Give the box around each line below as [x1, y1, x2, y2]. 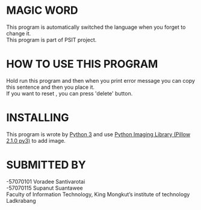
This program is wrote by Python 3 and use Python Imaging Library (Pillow [6, 130, 191, 138]
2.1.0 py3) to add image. [6, 137, 66, 144]
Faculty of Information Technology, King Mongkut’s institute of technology [6, 190, 190, 198]
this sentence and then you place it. [6, 83, 95, 91]
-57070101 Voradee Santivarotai [6, 178, 85, 185]
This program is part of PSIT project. [6, 36, 97, 43]
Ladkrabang [6, 197, 36, 204]
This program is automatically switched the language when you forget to [6, 23, 186, 31]
